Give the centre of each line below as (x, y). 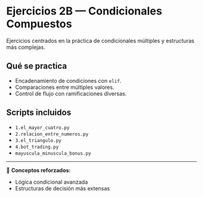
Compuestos (39, 24)
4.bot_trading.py (37, 147)
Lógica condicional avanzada (51, 182)
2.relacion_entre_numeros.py (52, 134)
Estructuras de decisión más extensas (62, 188)
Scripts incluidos (39, 113)
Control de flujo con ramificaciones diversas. (71, 93)
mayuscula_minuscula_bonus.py (53, 153)
